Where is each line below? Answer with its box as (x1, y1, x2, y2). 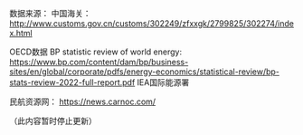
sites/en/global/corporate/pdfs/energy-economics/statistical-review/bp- (9, 66, 280, 77)
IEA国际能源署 (137, 77, 190, 88)
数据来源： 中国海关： (9, 8, 91, 18)
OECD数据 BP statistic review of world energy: (9, 46, 183, 57)
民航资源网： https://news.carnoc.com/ (9, 96, 156, 107)
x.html (9, 28, 33, 38)
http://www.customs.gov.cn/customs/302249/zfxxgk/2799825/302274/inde (9, 18, 294, 29)
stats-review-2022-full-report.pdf (9, 77, 136, 88)
